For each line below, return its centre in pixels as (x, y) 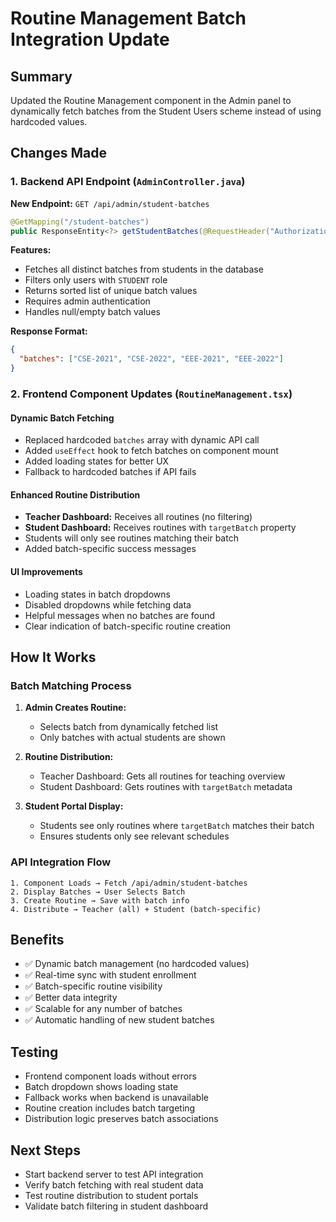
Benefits (37, 939)
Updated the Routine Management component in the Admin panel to (151, 100)
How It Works (53, 657)
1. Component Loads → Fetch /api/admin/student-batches (129, 883)
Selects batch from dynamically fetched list (129, 727)
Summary (41, 76)
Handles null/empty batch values (92, 312)
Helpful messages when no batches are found (120, 615)
